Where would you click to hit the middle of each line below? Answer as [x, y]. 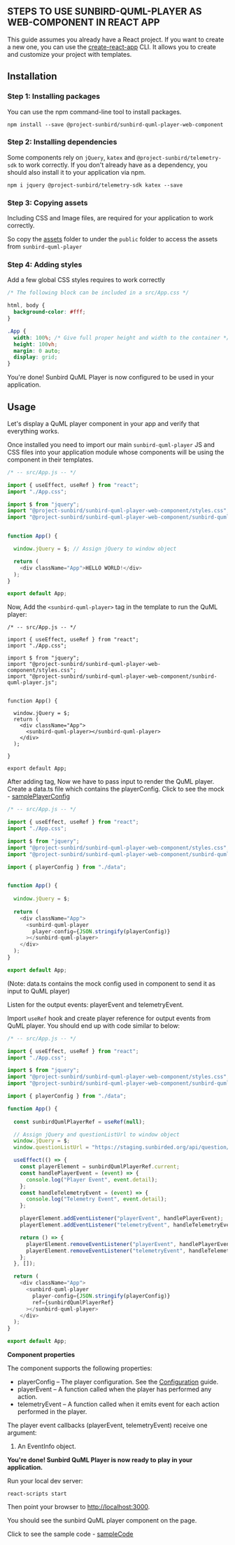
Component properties [41, 1355]
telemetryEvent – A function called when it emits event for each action [118, 1404]
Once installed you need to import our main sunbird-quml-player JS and [111, 444]
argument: [22, 1433]
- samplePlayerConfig [39, 796]
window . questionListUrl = [51, 1148]
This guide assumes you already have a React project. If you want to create [116, 39]
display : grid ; [36, 357]
